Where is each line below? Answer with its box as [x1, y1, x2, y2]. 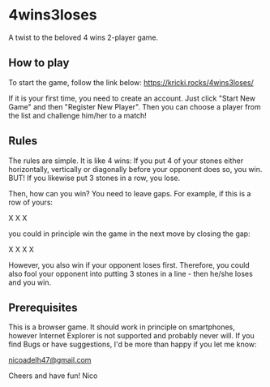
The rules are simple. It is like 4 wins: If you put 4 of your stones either [8, 156, 244, 166]
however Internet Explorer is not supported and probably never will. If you [8, 331, 255, 341]
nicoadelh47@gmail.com [8, 355, 92, 365]
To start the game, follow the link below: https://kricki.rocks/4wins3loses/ [8, 77, 254, 87]
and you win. [8, 277, 51, 287]
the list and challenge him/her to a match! [8, 110, 148, 120]
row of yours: [8, 197, 54, 207]
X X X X [8, 244, 35, 254]
